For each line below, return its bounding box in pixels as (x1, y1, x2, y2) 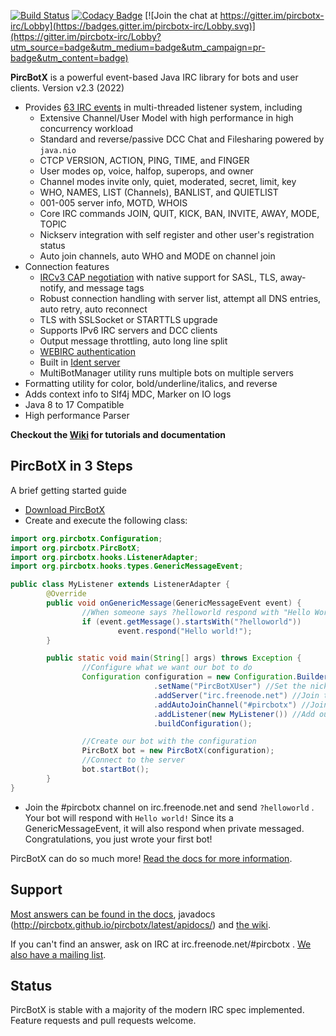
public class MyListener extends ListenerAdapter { (10, 580, 230, 590)
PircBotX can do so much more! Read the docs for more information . (10, 852, 293, 864)
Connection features (24, 261, 110, 272)
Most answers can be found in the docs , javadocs (10, 908, 216, 920)
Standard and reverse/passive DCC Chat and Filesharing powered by (39, 133, 325, 145)
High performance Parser (24, 410, 130, 421)
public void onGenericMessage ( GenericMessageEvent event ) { (46, 598, 302, 609)
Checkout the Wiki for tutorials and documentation (10, 429, 226, 440)
